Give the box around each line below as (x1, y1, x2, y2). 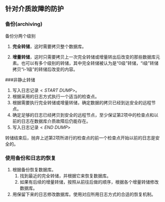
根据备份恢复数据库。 (12, 166, 56, 172)
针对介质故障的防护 (5, 4, 64, 13)
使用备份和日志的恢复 (5, 155, 56, 162)
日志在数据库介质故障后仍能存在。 (21, 118, 91, 124)
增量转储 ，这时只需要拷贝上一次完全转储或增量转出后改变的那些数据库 (12, 54, 156, 60)
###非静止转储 (5, 77, 36, 82)
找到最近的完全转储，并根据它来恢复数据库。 (19, 172, 111, 179)
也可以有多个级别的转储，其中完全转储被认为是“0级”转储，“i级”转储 (21, 60, 159, 66)
